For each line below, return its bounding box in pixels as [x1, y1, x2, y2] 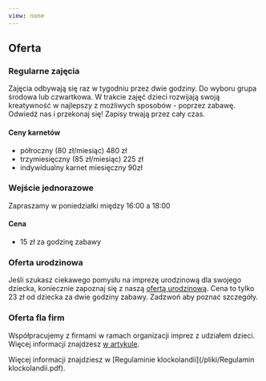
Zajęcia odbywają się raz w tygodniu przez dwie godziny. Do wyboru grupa [8, 83, 257, 93]
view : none [8, 11, 45, 20]
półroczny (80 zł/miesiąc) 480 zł [19, 145, 127, 155]
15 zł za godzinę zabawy [19, 237, 102, 247]
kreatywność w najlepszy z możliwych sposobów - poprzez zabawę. [8, 101, 236, 111]
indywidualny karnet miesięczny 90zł [19, 162, 143, 172]
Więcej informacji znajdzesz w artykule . [8, 338, 140, 349]
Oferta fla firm [8, 312, 66, 323]
